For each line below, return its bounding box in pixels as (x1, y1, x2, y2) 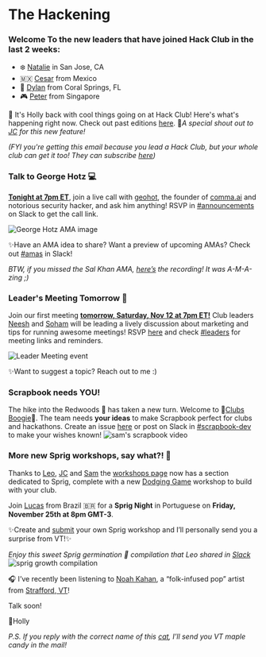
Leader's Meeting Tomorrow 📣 (8, 292, 128, 303)
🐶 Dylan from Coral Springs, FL (19, 83, 121, 92)
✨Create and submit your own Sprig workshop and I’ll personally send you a (8, 524, 258, 534)
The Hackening (8, 6, 111, 24)
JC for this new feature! (8, 127, 86, 137)
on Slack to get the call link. (8, 209, 98, 218)
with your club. (8, 485, 57, 494)
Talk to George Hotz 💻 (8, 171, 97, 182)
